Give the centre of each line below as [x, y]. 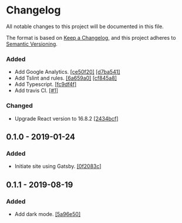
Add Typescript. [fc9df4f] [45, 84]
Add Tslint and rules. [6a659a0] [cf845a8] [66, 78]
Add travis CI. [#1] [36, 91]
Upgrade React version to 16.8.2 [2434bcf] [66, 118]
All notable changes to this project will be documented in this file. [85, 26]
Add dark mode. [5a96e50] [48, 214]
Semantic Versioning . [32, 44]
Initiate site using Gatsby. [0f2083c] [58, 166]
